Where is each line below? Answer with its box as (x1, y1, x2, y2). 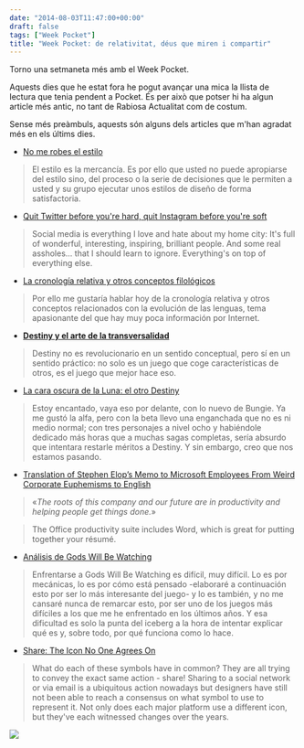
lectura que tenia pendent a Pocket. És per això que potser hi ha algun (9, 91, 274, 102)
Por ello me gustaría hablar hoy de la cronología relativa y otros (31, 294, 270, 305)
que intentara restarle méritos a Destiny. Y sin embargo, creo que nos (31, 442, 294, 453)
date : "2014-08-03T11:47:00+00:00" (9, 13, 145, 23)
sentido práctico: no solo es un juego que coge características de (31, 358, 279, 369)
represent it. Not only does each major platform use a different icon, (31, 701, 288, 713)
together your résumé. (31, 534, 117, 545)
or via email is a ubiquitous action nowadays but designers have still (31, 682, 288, 693)
